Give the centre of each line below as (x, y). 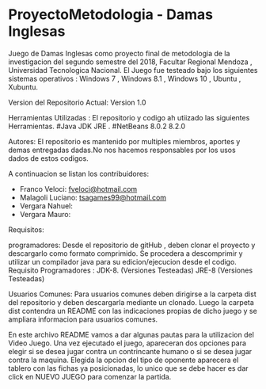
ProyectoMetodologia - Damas (111, 15)
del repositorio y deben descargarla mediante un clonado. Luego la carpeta (131, 302)
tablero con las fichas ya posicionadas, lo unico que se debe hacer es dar (128, 368)
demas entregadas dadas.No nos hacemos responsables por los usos (122, 150)
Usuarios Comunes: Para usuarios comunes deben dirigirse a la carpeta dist (133, 294)
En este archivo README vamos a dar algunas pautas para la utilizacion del (131, 334)
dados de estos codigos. (48, 158)
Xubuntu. (23, 87)
